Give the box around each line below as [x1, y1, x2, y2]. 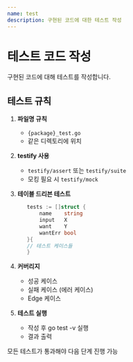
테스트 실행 [17, 309, 47, 318]
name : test [7, 10, 39, 17]
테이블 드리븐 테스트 [17, 190, 71, 198]
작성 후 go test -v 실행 [27, 324, 89, 332]
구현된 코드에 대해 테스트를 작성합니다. [7, 73, 111, 81]
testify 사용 [17, 152, 50, 160]
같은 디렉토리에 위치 [27, 137, 82, 146]
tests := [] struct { [26, 204, 87, 211]
